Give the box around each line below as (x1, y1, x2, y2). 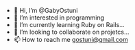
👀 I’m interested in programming (13, 14, 105, 22)
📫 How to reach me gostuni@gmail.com (13, 36, 128, 43)
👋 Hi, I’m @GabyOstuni (13, 7, 78, 14)
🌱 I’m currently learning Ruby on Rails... (13, 21, 125, 28)
